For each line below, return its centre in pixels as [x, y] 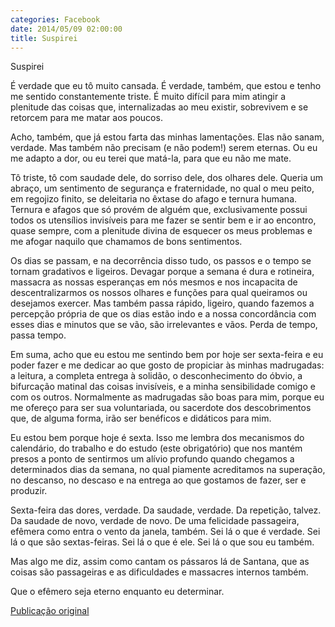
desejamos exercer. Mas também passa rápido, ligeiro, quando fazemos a [162, 303]
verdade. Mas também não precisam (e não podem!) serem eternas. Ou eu [164, 148]
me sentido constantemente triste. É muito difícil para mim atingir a [148, 97]
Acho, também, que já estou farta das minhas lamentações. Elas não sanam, [167, 137]
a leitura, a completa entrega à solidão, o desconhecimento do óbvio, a [156, 376]
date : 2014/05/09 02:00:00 [66, 29]
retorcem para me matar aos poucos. [86, 118]
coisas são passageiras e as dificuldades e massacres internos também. [159, 572]
